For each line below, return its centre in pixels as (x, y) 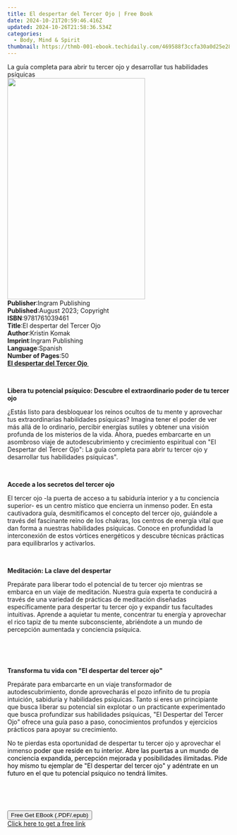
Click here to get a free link (47, 824)
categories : (25, 34)
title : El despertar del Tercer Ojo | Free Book (80, 14)
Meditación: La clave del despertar (59, 571)
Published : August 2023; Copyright (58, 311)
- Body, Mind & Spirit (47, 40)
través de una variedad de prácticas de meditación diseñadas (97, 599)
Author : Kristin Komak (39, 333)
